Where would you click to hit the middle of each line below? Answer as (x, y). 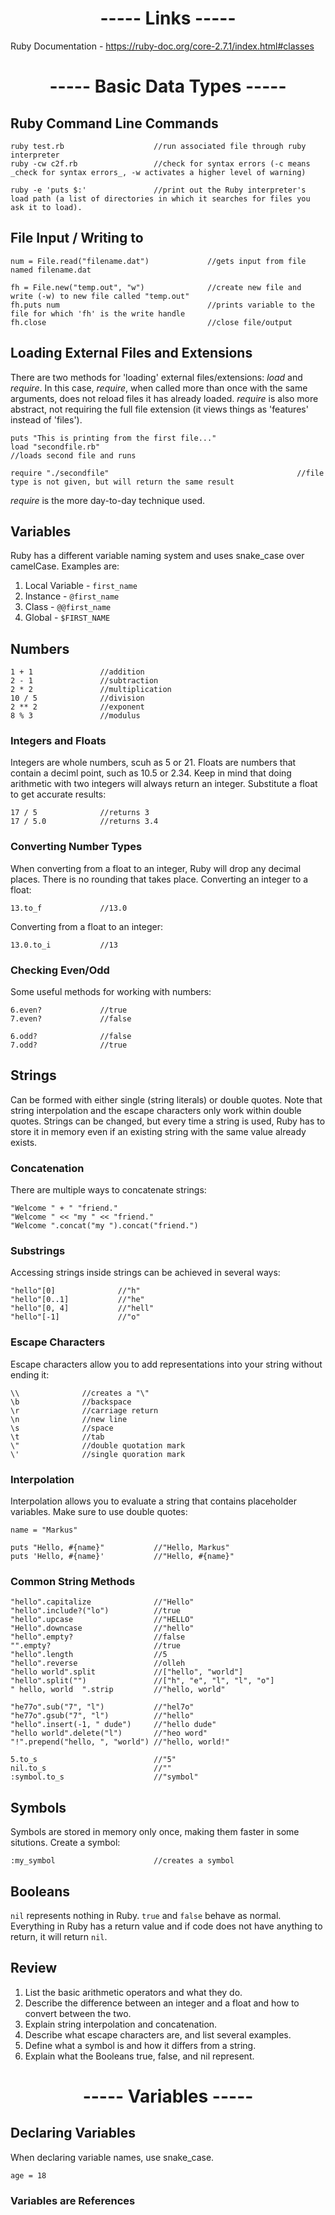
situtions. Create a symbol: (65, 1843)
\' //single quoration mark (98, 1454)
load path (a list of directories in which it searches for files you (160, 198)
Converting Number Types (76, 847)
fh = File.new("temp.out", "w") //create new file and (156, 287)
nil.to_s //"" (91, 1768)
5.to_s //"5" (93, 1760)
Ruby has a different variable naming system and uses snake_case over (157, 556)
